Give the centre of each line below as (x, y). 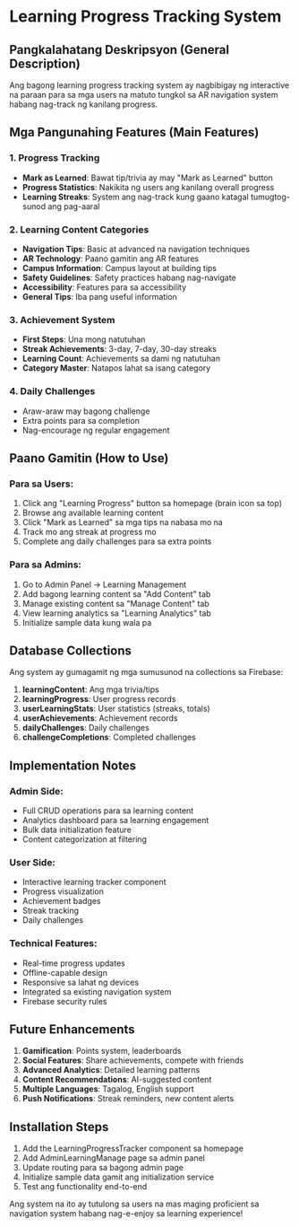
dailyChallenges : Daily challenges (85, 728)
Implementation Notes (73, 765)
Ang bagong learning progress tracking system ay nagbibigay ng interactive (149, 85)
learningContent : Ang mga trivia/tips (90, 689)
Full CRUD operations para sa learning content (108, 811)
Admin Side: (37, 791)
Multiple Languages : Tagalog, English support (108, 1089)
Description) (45, 63)
